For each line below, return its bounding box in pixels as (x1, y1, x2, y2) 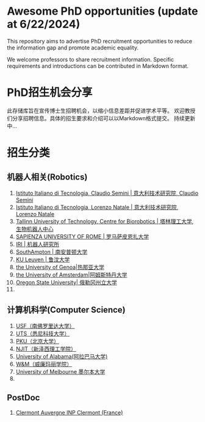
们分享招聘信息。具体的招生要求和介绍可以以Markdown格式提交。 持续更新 (7, 114, 196, 122)
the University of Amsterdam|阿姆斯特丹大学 (15, 271, 128, 278)
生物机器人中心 (15, 225, 54, 233)
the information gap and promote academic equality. (7, 44, 139, 51)
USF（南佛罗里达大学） (15, 322, 75, 329)
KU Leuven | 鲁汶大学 (15, 255, 70, 263)
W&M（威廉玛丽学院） (15, 360, 73, 368)
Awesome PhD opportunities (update (7, 4, 198, 18)
